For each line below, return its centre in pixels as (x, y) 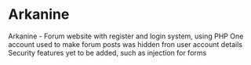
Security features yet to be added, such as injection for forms (107, 52)
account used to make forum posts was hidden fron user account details (125, 44)
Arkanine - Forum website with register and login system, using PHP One (126, 36)
